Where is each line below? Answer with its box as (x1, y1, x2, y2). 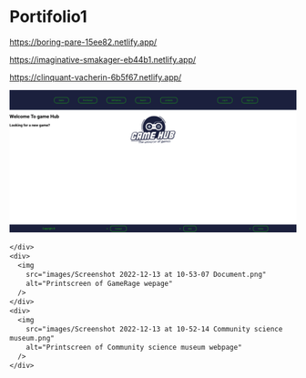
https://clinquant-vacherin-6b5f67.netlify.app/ (9, 71, 182, 83)
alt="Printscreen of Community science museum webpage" (25, 343, 243, 352)
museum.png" (9, 334, 55, 343)
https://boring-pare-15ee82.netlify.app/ (9, 36, 158, 47)
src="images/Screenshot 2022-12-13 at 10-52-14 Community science (25, 325, 283, 334)
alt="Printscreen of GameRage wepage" (25, 280, 173, 289)
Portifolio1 (9, 6, 88, 27)
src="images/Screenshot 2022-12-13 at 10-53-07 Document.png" (25, 271, 267, 280)
